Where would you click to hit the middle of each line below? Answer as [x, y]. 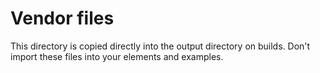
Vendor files [62, 18]
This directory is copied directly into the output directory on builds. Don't [160, 46]
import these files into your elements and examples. [117, 56]
